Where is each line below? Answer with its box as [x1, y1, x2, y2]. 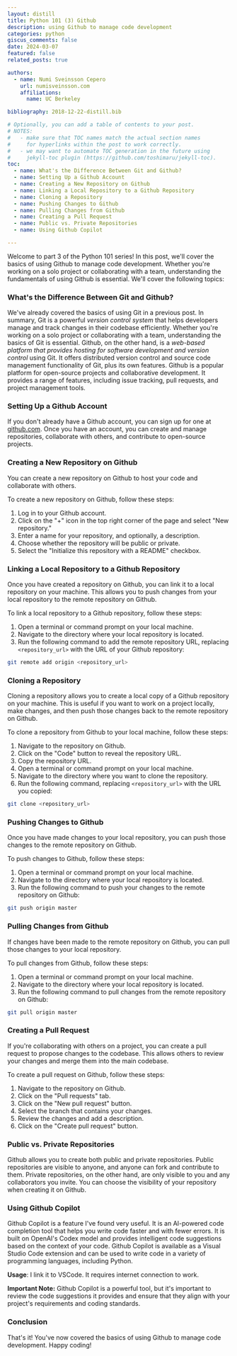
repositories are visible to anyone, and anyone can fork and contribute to [7, 1163, 219, 1172]
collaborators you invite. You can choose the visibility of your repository [7, 1178, 217, 1187]
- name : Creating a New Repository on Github [13, 181, 151, 188]
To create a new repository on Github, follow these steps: [7, 495, 175, 503]
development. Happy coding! [7, 1340, 92, 1349]
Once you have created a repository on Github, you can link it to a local [7, 580, 214, 588]
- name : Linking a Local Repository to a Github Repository [13, 187, 195, 194]
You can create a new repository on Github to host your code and [7, 474, 198, 482]
